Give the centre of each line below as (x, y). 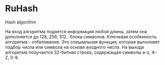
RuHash (22, 9)
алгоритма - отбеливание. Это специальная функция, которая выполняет (82, 42)
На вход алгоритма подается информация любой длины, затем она (76, 31)
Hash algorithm (21, 22)
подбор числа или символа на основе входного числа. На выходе (75, 47)
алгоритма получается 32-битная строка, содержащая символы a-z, (78, 52)
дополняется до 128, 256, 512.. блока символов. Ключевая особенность (81, 37)
